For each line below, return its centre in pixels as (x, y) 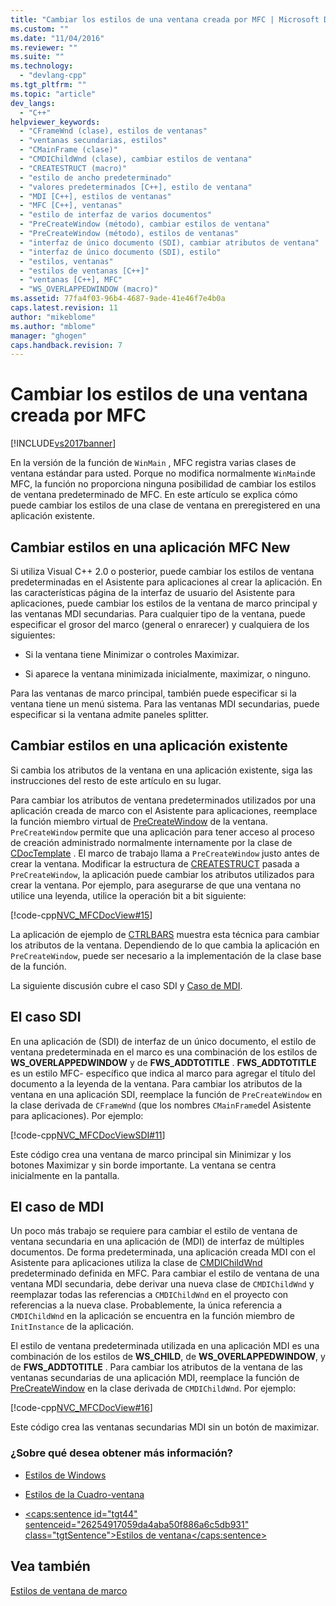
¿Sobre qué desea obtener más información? (122, 1453)
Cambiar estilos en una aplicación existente (149, 746)
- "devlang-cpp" (53, 76)
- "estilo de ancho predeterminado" (95, 177)
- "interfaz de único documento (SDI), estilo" (120, 252)
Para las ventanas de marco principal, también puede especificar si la (153, 693)
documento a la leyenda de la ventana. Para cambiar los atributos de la (156, 1083)
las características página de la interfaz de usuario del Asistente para (153, 592)
